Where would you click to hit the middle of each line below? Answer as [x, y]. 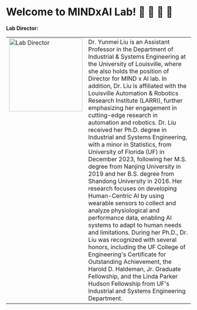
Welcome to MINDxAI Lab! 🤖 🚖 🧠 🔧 [89, 12]
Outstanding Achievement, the [130, 261]
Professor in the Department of [131, 49]
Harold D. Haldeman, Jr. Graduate [135, 269]
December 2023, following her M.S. [137, 159]
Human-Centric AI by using [126, 196]
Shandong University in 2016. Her [135, 181]
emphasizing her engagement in [133, 108]
